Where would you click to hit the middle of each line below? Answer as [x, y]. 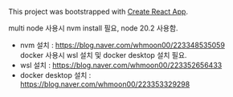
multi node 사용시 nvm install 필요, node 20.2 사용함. [93, 28]
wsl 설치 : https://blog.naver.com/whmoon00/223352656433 [121, 65]
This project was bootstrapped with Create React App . [98, 12]
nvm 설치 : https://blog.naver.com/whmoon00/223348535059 [122, 45]
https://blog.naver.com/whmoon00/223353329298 [105, 84]
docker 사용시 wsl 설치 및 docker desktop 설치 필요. [103, 55]
